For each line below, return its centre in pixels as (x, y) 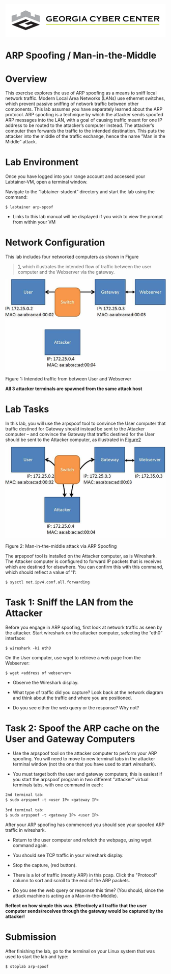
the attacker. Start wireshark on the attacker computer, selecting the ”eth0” (84, 633)
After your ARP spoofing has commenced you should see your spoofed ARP (85, 825)
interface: (15, 638)
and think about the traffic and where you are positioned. (72, 698)
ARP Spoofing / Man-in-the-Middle (81, 56)
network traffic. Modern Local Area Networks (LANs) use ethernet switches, (85, 98)
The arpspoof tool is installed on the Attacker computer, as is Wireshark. (81, 556)
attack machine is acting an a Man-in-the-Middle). (65, 896)
